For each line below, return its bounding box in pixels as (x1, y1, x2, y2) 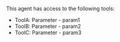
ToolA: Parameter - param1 (14, 17, 80, 23)
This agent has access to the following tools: (6, 5, 115, 12)
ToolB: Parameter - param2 (14, 23, 82, 30)
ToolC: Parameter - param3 (14, 29, 82, 36)
